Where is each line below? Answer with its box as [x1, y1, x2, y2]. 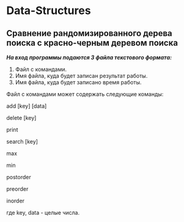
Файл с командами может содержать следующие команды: [6, 91, 164, 98]
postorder [6, 174, 32, 180]
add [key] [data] [6, 102, 47, 109]
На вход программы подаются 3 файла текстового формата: [6, 54, 172, 61]
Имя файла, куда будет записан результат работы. [15, 72, 148, 80]
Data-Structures [6, 4, 91, 18]
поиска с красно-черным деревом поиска [6, 37, 178, 48]
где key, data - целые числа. [6, 209, 80, 216]
